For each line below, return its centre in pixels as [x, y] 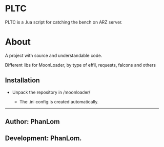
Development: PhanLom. [43, 138]
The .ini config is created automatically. [59, 101]
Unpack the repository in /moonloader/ [51, 92]
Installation [22, 81]
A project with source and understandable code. [54, 55]
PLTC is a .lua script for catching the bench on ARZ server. [64, 22]
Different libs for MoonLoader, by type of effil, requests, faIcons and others [81, 65]
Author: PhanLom [32, 122]
